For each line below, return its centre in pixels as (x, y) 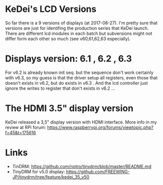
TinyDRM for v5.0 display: (39, 172)
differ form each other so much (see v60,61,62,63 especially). (68, 39)
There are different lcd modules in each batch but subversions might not (79, 33)
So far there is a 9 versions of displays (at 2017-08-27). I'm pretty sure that (81, 23)
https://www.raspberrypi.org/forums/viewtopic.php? (101, 127)
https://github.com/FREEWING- (98, 172)
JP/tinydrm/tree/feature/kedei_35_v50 (51, 177)
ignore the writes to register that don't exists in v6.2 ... (60, 88)
